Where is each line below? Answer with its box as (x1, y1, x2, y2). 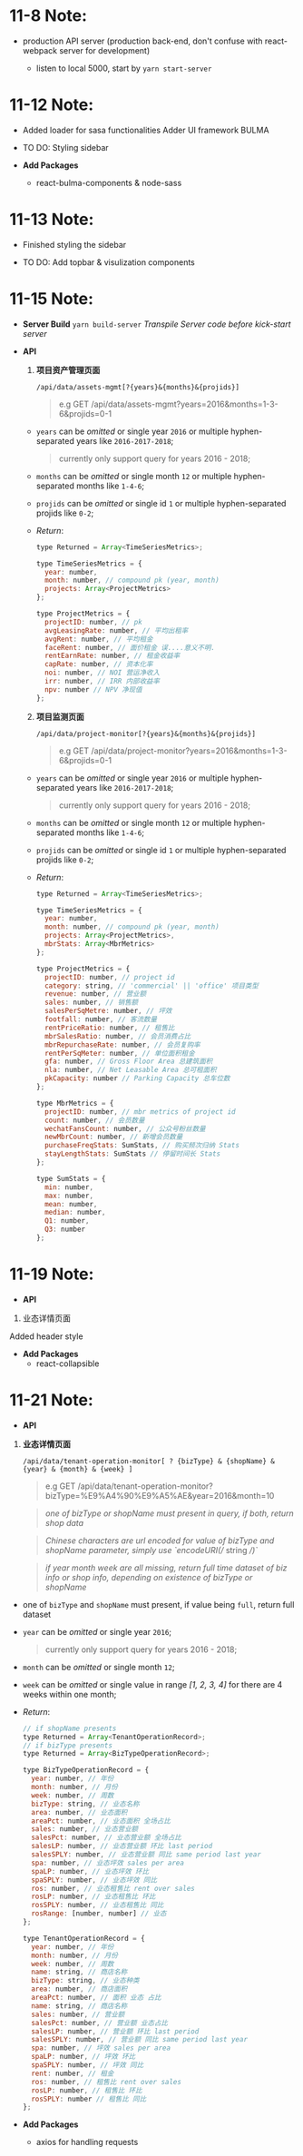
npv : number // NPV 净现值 (44, 684, 142, 694)
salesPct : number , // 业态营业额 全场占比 (31, 1833, 181, 1843)
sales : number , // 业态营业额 (31, 1825, 139, 1834)
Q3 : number (44, 1225, 86, 1235)
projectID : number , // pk (44, 617, 142, 626)
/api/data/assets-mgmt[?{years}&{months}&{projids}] (35, 382, 240, 391)
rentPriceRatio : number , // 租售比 (44, 1023, 175, 1032)
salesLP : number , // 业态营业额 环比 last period (31, 1842, 213, 1851)
